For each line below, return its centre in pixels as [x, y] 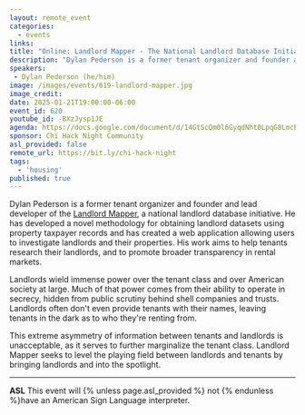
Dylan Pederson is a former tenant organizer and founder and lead [133, 204]
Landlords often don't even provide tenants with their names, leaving [138, 309]
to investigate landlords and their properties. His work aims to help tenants [148, 242]
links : [22, 43]
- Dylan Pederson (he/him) [64, 77]
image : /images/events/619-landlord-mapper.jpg [101, 85]
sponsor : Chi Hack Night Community [77, 136]
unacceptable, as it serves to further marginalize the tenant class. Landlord [150, 345]
